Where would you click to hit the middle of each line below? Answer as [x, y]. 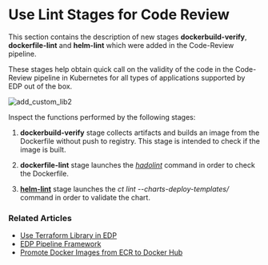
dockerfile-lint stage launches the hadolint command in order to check [138, 164]
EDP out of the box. [40, 86]
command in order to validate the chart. [85, 197]
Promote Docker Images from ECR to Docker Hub [101, 252]
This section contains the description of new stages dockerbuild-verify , [128, 37]
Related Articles [40, 218]
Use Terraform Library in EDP [68, 235]
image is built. [43, 149]
